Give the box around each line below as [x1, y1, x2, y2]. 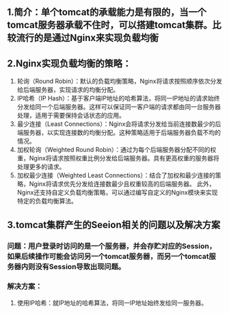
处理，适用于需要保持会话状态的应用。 [16, 112, 125, 120]
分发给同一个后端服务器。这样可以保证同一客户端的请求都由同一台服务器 [16, 103, 221, 111]
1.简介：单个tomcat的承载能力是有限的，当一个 [7, 6, 207, 18]
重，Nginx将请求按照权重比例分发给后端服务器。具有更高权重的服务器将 [16, 154, 220, 162]
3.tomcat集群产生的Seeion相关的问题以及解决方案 [7, 218, 221, 231]
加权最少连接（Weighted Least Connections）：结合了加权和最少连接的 [16, 171, 215, 179]
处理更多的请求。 [16, 163, 66, 171]
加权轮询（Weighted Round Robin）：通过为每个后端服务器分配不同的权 [16, 146, 217, 154]
